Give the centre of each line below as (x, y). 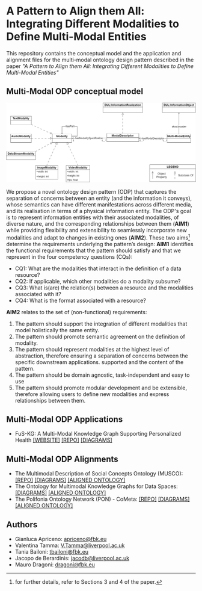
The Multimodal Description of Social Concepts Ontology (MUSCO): (99, 474)
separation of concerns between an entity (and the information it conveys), (99, 198)
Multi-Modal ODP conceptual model (75, 91)
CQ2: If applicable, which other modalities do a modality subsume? (98, 281)
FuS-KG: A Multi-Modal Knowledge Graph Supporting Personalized (98, 434)
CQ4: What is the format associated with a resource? (80, 300)
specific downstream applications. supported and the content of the (99, 362)
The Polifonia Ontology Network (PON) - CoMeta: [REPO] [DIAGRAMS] (102, 499)
